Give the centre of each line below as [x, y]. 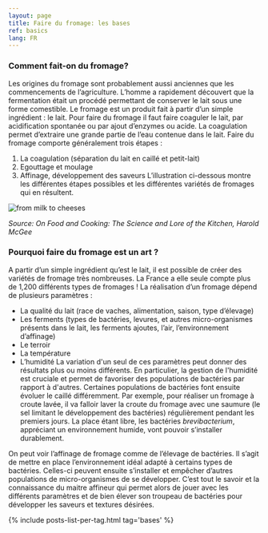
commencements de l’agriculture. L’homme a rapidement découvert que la [131, 92]
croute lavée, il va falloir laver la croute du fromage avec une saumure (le [140, 404]
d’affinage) [38, 336]
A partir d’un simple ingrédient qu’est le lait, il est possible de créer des [125, 269]
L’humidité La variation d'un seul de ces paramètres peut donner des [133, 361]
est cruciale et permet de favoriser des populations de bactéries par [132, 378]
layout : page [30, 16]
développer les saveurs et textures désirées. [81, 504]
